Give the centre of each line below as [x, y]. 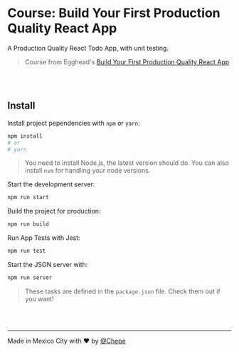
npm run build [28, 224]
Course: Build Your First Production [114, 13]
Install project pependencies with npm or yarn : [74, 123]
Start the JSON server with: [48, 265]
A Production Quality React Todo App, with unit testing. [88, 48]
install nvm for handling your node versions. [87, 171]
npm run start [28, 198]
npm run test [27, 251]
